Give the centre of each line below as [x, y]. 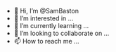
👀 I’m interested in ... [44, 18]
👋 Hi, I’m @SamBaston [46, 11]
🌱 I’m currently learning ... [51, 26]
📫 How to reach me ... [46, 41]
